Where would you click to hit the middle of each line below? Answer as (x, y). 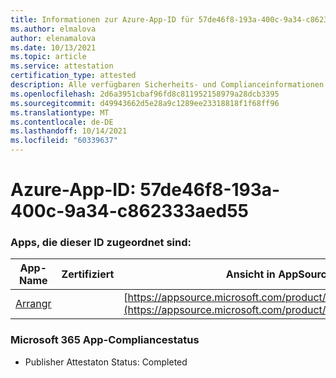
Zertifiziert (88, 274)
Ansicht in (250, 274)
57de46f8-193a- (210, 190)
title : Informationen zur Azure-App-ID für (102, 19)
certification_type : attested (73, 76)
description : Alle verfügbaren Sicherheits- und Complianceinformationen (167, 85)
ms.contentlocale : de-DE (62, 122)
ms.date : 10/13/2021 (53, 47)
